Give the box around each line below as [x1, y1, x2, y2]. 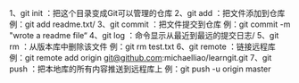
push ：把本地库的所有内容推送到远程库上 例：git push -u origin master [9, 63, 271, 74]
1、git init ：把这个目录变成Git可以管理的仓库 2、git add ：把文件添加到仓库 [9, 8, 286, 18]
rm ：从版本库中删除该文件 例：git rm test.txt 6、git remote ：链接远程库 [9, 41, 277, 52]
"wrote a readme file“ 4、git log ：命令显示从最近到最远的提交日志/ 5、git [9, 30, 279, 40]
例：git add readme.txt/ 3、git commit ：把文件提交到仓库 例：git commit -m [9, 19, 291, 29]
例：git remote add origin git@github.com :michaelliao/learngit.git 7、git [9, 53, 272, 62]
